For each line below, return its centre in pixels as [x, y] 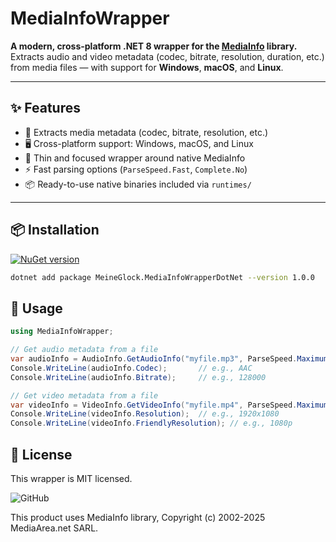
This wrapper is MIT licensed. [71, 478]
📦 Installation [55, 230]
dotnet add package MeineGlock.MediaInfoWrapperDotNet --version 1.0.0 [162, 277]
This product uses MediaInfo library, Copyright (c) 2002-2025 [138, 517]
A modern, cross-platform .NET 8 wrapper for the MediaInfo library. [154, 46]
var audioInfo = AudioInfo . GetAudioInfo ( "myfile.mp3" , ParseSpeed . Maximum [169, 359]
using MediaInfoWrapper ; [62, 332]
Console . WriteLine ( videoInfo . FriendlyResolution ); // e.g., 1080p [151, 423]
